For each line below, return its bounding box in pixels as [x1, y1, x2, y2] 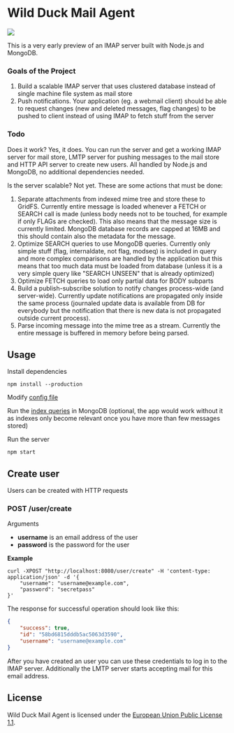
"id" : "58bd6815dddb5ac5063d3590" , [20, 631, 124, 638]
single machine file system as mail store [17, 90, 133, 98]
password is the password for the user [17, 540, 130, 549]
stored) [7, 421, 29, 430]
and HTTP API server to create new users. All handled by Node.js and [7, 160, 207, 169]
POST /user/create [7, 504, 72, 514]
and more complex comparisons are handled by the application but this [17, 254, 223, 263]
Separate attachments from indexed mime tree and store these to [17, 195, 206, 203]
